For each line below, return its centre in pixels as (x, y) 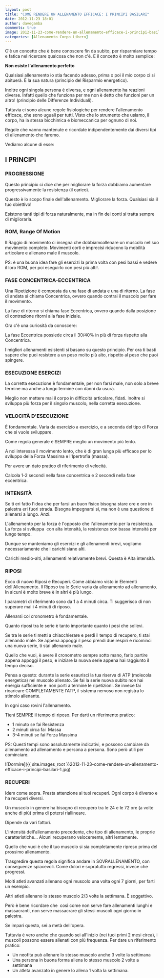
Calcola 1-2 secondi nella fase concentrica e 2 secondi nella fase (70, 475)
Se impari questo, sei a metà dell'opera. (45, 925)
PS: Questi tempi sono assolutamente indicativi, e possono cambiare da (77, 744)
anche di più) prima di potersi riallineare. (46, 813)
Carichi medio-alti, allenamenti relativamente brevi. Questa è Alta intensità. (80, 558)
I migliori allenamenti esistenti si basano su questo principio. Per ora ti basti (81, 350)
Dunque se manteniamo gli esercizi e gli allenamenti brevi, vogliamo (73, 544)
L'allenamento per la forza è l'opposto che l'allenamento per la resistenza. (79, 524)
